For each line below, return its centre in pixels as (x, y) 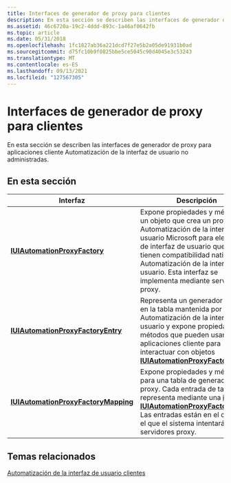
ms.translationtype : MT (41, 58)
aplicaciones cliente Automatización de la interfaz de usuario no (98, 153)
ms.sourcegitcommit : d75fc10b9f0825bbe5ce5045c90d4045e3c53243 (100, 52)
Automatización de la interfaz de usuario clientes (76, 473)
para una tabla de (168, 381)
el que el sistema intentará (183, 423)
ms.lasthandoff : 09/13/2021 (47, 71)
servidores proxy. (168, 432)
